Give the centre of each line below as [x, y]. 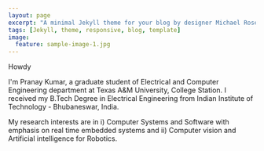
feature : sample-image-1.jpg [63, 45]
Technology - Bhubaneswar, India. [64, 107]
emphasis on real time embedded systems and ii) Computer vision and [122, 131]
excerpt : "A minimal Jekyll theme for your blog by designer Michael [125, 23]
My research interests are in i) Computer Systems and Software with [119, 122]
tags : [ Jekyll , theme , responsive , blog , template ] [94, 30]
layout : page [29, 15]
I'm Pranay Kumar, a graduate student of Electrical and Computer [114, 82]
